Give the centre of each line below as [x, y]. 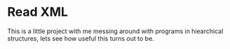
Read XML [38, 12]
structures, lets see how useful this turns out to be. [81, 38]
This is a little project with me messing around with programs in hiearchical [115, 31]
